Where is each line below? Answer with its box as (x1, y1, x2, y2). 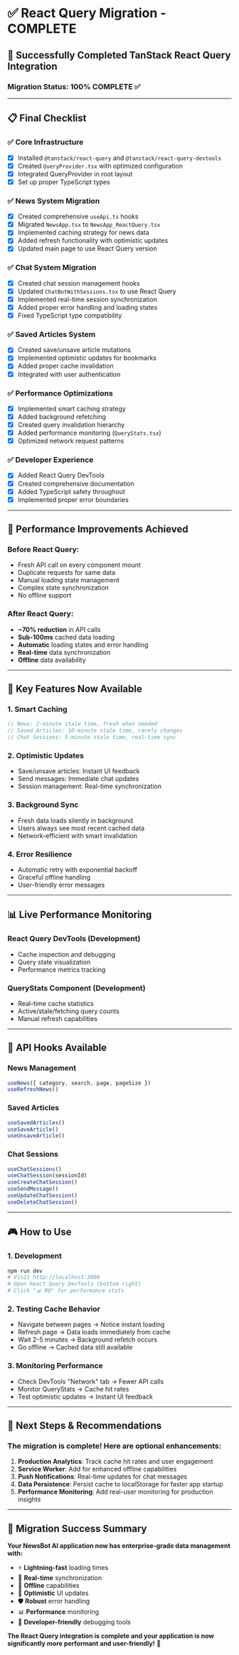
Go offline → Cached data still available (17, 1343, 133, 1352)
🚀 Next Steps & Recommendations (7, 1419, 162, 1432)
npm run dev (7, 1267, 43, 1274)
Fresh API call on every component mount (17, 560, 141, 569)
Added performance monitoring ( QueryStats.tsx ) (17, 428, 161, 437)
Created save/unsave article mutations (17, 346, 132, 354)
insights (17, 1495, 41, 1504)
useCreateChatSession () (7, 1179, 78, 1186)
